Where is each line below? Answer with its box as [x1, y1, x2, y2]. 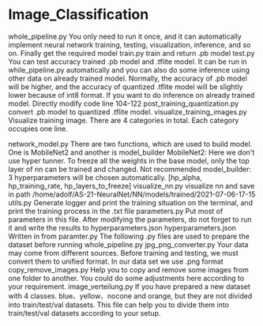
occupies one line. [8, 124, 69, 133]
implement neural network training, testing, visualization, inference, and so [8, 39, 251, 49]
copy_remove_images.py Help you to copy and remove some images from [8, 264, 249, 274]
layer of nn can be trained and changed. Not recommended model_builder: [8, 164, 251, 174]
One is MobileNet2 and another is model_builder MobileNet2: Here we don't [8, 148, 255, 157]
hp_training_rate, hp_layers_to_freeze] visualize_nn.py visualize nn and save [8, 181, 255, 190]
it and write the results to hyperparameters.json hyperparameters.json [8, 223, 237, 232]
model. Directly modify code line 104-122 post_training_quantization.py [8, 99, 239, 108]
